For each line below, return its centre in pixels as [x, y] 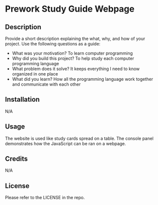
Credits [17, 159]
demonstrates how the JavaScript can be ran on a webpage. [66, 143]
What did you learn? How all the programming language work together [82, 79]
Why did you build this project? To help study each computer [73, 58]
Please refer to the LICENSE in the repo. [45, 198]
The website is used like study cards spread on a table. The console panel [79, 138]
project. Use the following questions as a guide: [53, 44]
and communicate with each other [46, 84]
